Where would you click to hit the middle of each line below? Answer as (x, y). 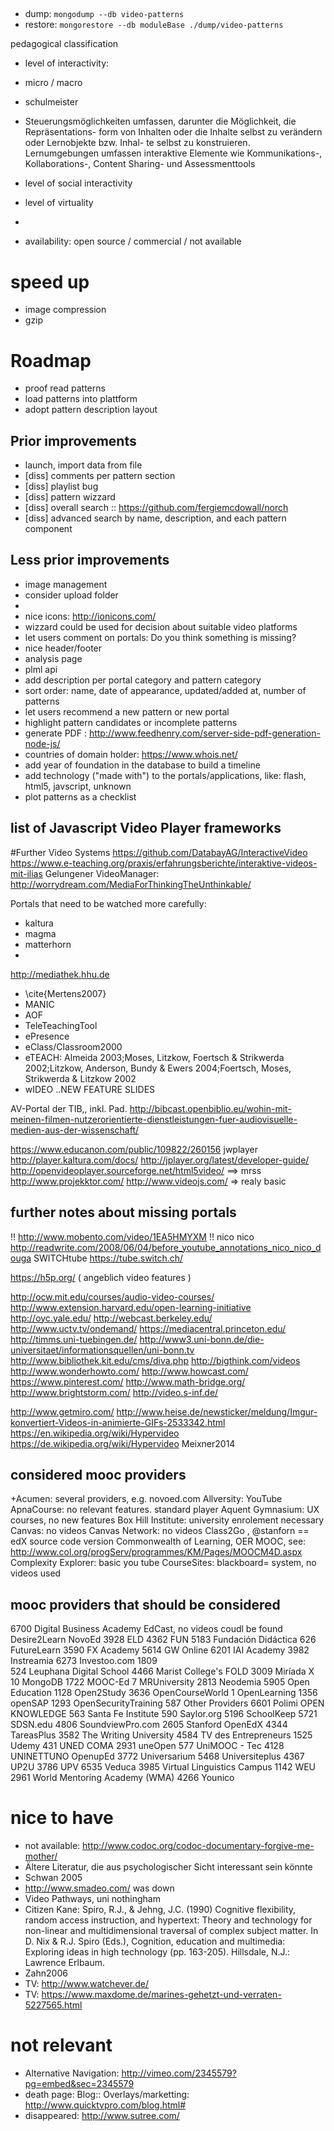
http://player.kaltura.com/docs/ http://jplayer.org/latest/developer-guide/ (160, 1160)
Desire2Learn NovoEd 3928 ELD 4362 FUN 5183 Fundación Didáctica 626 (163, 1640)
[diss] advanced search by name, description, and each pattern (155, 518)
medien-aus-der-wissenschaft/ (75, 1130)
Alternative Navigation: (72, 2073)
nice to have (62, 1818)
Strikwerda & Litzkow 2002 (80, 1078)
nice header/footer (63, 648)
